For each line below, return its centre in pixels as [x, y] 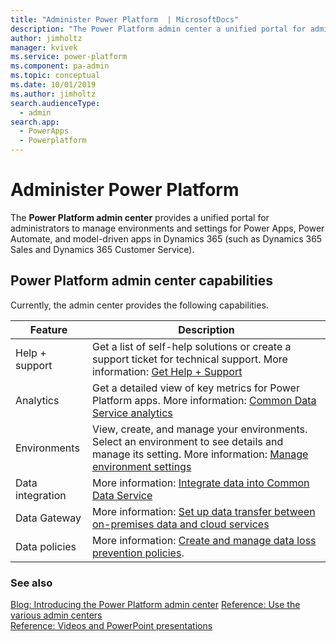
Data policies [46, 546]
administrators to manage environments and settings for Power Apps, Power [167, 228]
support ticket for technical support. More [189, 359]
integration [41, 495]
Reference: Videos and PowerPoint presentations [111, 626]
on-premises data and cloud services [180, 524]
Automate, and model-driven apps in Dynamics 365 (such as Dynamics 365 [166, 238]
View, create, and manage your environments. [199, 429]
